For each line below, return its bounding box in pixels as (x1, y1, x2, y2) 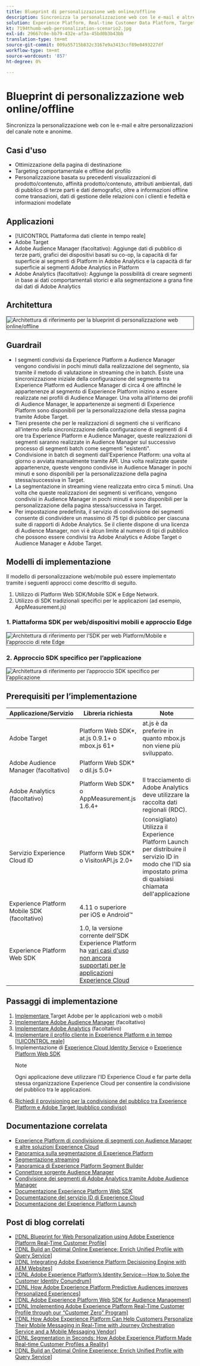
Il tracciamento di (142, 776, 191, 784)
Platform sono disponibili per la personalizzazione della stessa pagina (14, 406, 186, 414)
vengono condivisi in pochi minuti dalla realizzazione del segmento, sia (14, 362, 189, 369)
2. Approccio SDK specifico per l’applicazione (6, 654, 142, 662)
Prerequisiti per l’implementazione (6, 692, 137, 702)
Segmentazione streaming (14, 1156, 80, 1163)
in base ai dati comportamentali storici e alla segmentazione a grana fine (14, 276, 193, 284)
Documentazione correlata (6, 1121, 108, 1131)
